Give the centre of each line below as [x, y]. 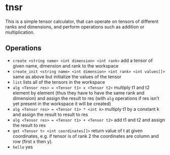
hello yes [23, 147]
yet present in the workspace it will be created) [62, 104]
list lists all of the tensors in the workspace [59, 82]
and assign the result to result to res [50, 114]
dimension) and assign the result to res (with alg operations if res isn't [86, 98]
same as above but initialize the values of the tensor [67, 76]
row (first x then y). [33, 141]
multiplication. [20, 32]
